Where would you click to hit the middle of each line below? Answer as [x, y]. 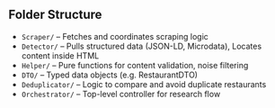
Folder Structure [55, 15]
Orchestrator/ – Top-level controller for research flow [121, 94]
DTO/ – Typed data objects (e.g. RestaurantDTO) [110, 75]
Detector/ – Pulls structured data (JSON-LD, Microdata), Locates [142, 46]
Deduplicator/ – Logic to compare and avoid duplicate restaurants [144, 84]
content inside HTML [60, 55]
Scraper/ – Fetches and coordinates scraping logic [115, 36]
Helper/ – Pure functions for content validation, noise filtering [135, 65]
